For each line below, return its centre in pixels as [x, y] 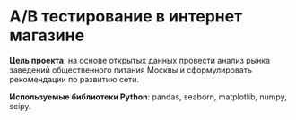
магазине [47, 35]
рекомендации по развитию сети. [74, 79]
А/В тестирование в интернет [126, 17]
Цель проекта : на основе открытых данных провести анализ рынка [140, 60]
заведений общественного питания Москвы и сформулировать [131, 70]
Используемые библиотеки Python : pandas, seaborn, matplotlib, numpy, [148, 97]
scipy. [20, 106]
